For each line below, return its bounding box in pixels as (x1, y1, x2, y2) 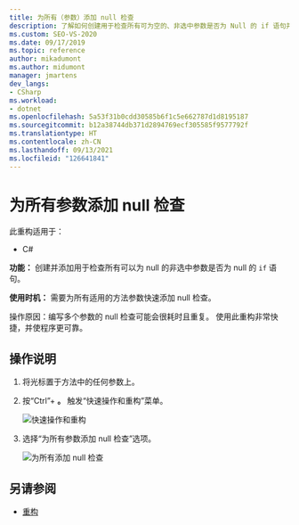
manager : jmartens (9, 71, 77, 80)
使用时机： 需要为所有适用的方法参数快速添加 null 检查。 (9, 292, 216, 303)
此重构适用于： (9, 226, 64, 237)
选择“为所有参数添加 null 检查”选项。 (21, 433, 157, 444)
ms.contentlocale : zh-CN (9, 137, 101, 146)
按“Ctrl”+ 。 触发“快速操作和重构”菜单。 (21, 396, 168, 406)
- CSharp (9, 87, 42, 96)
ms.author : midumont (9, 63, 86, 72)
